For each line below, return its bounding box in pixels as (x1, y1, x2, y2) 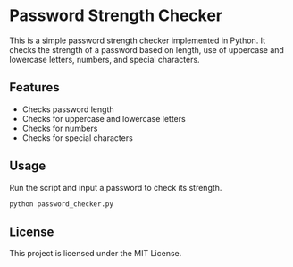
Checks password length (21, 104, 114, 115)
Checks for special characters (21, 132, 134, 143)
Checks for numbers (21, 123, 98, 133)
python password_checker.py (9, 199, 114, 209)
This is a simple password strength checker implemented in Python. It (9, 35, 266, 46)
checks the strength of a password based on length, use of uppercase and (9, 44, 284, 55)
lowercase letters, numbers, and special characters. (9, 54, 200, 65)
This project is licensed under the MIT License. (9, 248, 182, 259)
